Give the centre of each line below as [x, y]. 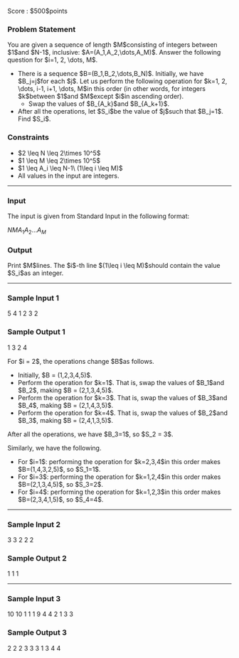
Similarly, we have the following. [54, 448]
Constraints [28, 137]
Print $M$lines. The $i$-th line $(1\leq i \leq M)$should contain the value [114, 265]
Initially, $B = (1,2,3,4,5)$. [55, 375]
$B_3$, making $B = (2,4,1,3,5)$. [65, 420]
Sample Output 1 [36, 332]
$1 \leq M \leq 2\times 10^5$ [59, 161]
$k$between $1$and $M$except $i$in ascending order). [101, 97]
